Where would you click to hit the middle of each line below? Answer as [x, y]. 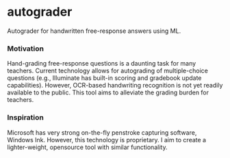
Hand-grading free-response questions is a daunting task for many [102, 64]
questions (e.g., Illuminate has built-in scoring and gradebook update [104, 78]
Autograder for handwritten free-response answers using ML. [94, 31]
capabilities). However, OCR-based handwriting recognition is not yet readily [115, 85]
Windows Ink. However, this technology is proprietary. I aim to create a [107, 140]
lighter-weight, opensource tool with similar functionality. [87, 147]
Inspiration [26, 118]
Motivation [26, 49]
